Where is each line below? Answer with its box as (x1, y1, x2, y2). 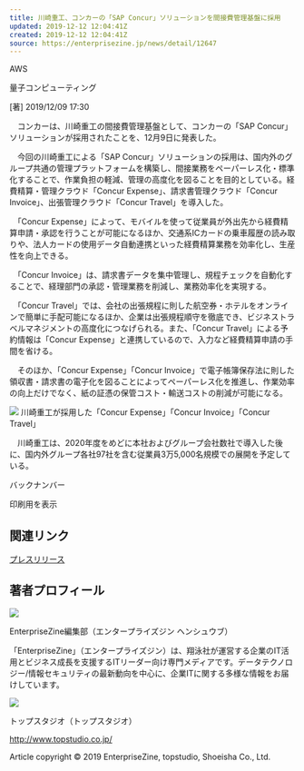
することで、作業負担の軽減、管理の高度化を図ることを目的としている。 (16, 174, 288, 185)
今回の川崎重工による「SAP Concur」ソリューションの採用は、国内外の (16, 152, 286, 163)
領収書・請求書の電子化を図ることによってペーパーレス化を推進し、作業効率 (9, 376, 295, 387)
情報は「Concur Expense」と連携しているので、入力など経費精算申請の (16, 334, 286, 345)
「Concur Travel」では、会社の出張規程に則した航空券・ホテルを (16, 301, 257, 311)
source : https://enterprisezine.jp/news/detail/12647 (9, 38, 218, 48)
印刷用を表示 (9, 499, 57, 509)
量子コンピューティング (9, 83, 97, 94)
